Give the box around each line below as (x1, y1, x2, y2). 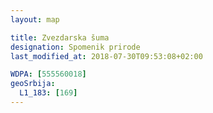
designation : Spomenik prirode (10, 42, 141, 52)
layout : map (10, 14, 60, 25)
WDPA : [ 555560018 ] (10, 69, 87, 80)
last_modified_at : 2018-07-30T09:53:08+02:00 (10, 51, 203, 61)
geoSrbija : (10, 79, 56, 89)
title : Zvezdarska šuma (10, 32, 110, 43)
